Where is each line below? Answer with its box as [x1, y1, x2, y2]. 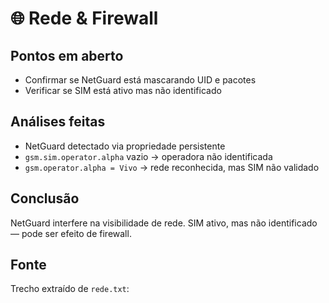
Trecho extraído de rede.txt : [10, 283, 130, 295]
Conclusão [10, 190, 80, 207]
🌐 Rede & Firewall [10, 7, 159, 30]
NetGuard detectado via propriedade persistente [24, 140, 226, 152]
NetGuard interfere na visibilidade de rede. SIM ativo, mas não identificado [10, 217, 318, 229]
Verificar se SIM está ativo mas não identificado [24, 85, 222, 96]
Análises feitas [10, 113, 106, 131]
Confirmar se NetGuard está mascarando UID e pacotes [24, 74, 257, 86]
